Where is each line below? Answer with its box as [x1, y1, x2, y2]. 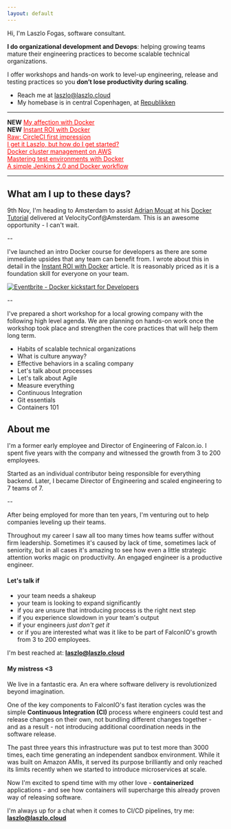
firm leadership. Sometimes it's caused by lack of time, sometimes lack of [7, 539, 217, 547]
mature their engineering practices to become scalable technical [7, 50, 190, 58]
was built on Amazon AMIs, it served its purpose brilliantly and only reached [7, 757, 223, 766]
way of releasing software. [7, 793, 82, 801]
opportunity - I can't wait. [7, 221, 79, 229]
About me [7, 423, 50, 435]
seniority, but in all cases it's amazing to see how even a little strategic [7, 546, 207, 555]
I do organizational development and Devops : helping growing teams [7, 42, 206, 50]
